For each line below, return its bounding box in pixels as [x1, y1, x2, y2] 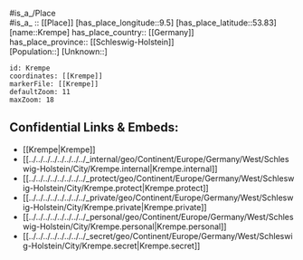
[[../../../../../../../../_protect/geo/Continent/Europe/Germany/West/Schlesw [22, 172, 295, 184]
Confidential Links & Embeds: [9, 120, 179, 135]
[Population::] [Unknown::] [9, 46, 109, 57]
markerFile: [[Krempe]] [9, 80, 99, 89]
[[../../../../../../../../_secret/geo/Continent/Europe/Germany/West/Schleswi [22, 230, 293, 241]
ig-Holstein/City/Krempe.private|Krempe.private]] [22, 201, 207, 212]
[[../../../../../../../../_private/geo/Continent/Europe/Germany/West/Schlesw [22, 192, 294, 203]
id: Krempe [9, 63, 51, 72]
